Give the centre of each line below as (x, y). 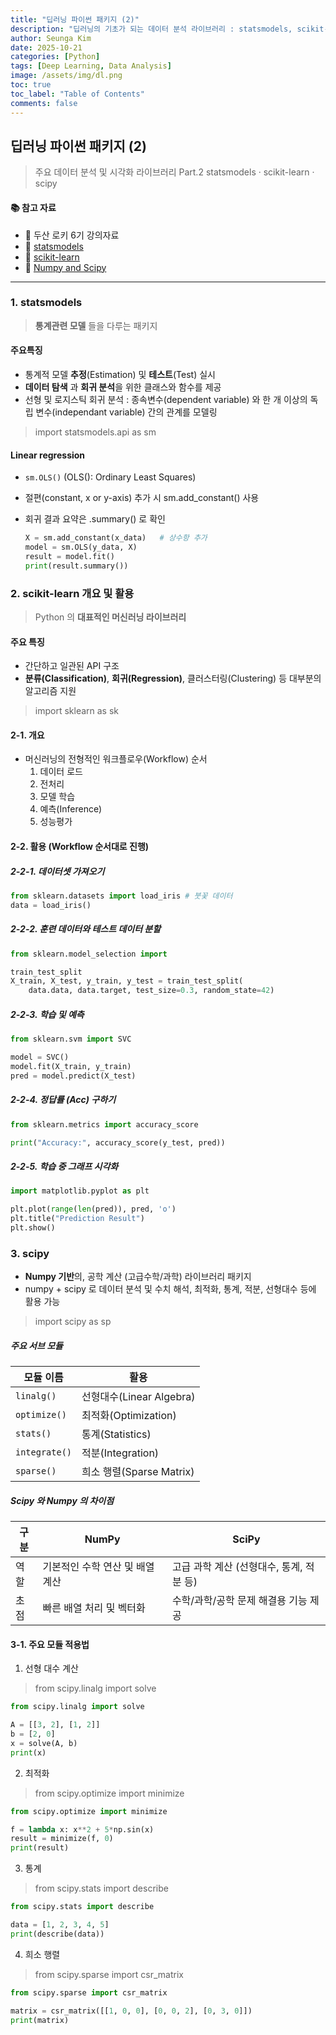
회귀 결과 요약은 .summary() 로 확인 (95, 519)
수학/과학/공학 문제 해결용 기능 (239, 1601)
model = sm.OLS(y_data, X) (81, 547)
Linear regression (48, 455)
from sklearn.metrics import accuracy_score (104, 1124)
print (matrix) (40, 2020)
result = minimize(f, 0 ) (62, 1839)
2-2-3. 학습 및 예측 (47, 1014)
